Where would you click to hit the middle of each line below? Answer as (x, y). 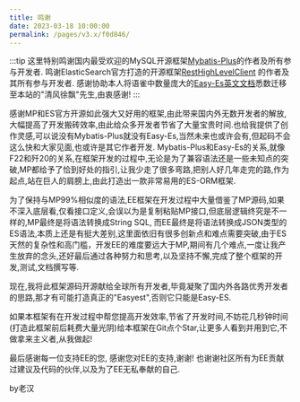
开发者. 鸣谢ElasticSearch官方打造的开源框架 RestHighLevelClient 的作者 (149, 72)
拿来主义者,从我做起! (55, 339)
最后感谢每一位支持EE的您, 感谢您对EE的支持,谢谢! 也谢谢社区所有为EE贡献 (147, 358)
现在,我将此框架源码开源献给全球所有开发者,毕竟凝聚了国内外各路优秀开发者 (149, 286)
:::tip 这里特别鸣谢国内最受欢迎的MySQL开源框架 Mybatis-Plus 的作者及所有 (146, 61)
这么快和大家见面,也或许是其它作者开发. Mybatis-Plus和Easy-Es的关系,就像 (147, 147)
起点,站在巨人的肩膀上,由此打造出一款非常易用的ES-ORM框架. (123, 181)
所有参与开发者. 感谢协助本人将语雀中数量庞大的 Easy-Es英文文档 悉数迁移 (152, 83)
